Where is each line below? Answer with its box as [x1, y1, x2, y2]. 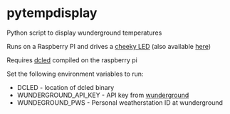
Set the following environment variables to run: [6, 69, 144, 78]
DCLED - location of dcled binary [16, 83, 115, 91]
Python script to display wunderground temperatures [6, 28, 162, 37]
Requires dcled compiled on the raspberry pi [6, 55, 138, 64]
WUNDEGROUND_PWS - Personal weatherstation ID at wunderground [16, 98, 224, 107]
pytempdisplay [6, 5, 98, 21]
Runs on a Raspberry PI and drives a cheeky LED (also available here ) [6, 42, 211, 50]
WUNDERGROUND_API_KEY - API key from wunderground [16, 91, 189, 99]
